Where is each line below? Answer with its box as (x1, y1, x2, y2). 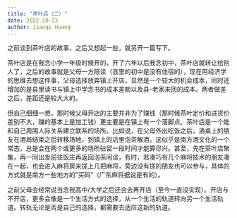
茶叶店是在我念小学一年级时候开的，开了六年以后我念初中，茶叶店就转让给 (7, 59, 224, 67)
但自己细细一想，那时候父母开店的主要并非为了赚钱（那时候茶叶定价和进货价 (7, 109, 230, 117)
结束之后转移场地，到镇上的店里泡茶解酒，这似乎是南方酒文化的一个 (31, 135, 230, 144)
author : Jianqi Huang (7, 23, 71, 30)
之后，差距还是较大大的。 (7, 94, 82, 102)
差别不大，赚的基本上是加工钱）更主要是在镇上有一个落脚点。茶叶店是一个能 (7, 118, 230, 126)
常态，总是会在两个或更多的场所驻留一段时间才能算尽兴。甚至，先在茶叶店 (7, 144, 224, 152)
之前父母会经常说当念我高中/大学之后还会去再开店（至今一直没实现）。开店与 (7, 186, 229, 194)
